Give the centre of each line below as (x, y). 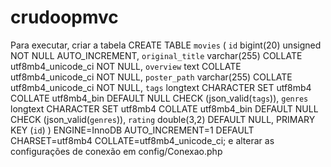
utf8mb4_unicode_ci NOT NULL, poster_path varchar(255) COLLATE (151, 77)
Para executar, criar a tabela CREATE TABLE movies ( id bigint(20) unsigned (166, 45)
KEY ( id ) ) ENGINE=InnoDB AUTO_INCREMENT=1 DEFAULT (132, 130)
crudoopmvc (64, 17)
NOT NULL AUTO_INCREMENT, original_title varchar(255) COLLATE (156, 55)
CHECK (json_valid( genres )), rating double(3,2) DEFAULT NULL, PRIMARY (163, 119)
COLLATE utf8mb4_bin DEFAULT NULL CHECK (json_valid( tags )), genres (159, 98)
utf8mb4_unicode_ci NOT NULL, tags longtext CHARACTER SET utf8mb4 (161, 87)
